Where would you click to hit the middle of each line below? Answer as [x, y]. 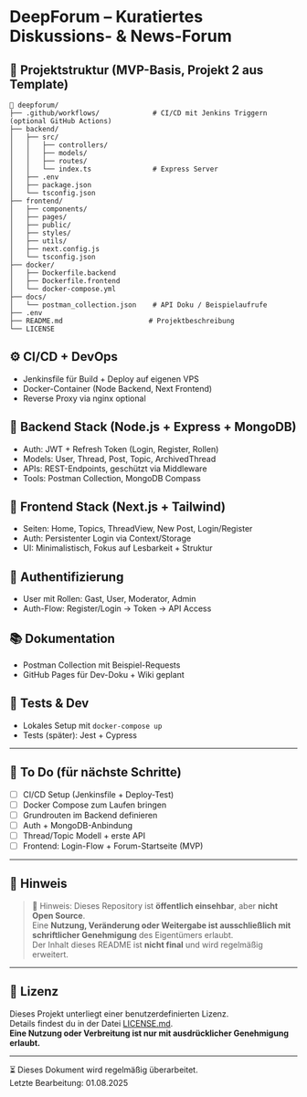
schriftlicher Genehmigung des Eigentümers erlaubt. [132, 934]
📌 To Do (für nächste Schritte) [95, 772]
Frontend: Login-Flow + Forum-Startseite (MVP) [113, 846]
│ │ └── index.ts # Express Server [114, 169]
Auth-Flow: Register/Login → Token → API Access [117, 608]
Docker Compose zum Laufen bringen [95, 805]
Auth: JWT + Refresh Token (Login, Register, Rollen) [121, 448]
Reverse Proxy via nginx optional [84, 398]
